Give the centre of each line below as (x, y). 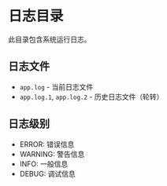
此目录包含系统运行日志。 (50, 39)
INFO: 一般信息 (44, 164)
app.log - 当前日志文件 (56, 86)
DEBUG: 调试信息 (48, 173)
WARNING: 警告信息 (52, 154)
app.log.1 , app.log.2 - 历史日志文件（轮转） (91, 97)
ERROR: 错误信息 (47, 144)
